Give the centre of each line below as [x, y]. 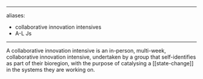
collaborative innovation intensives [58, 27]
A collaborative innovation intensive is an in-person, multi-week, [86, 51]
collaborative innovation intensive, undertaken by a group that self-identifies [101, 57]
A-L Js [23, 33]
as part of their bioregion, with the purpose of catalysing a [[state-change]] [100, 63]
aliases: [16, 15]
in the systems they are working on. [51, 70]
